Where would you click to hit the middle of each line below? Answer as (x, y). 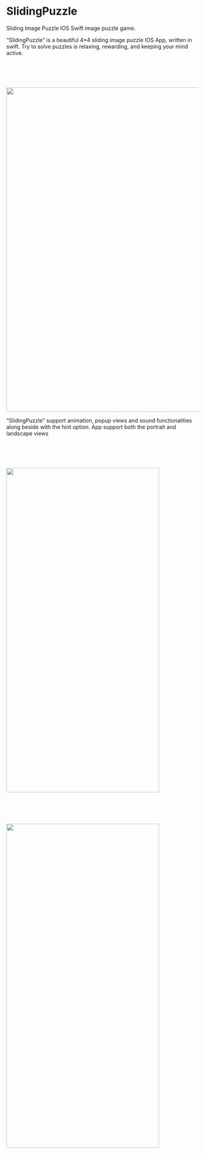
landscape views (27, 433)
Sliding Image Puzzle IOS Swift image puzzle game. (71, 28)
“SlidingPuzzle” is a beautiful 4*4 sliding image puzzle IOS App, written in (99, 40)
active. (15, 53)
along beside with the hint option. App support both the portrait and (91, 427)
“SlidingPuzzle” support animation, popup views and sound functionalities (99, 420)
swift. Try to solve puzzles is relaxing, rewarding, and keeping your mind (97, 46)
